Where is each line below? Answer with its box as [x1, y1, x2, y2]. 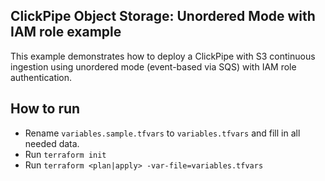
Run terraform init [24, 148, 107, 160]
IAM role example [10, 24, 122, 41]
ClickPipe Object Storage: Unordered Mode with [10, 8, 316, 25]
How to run [10, 100, 81, 118]
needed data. [24, 137, 80, 149]
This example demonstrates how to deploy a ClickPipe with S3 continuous [10, 50, 316, 62]
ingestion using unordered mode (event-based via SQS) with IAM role [10, 60, 297, 73]
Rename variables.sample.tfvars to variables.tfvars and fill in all [24, 127, 301, 139]
